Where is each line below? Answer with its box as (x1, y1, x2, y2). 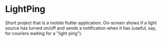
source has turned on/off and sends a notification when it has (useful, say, (5, 25, 157, 31)
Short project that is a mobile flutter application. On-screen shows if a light (5, 20, 157, 26)
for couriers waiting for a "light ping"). (5, 30, 82, 36)
